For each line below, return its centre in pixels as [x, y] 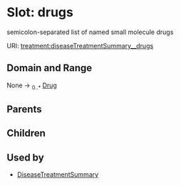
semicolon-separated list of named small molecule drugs [90, 32]
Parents [24, 109]
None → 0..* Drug [32, 86]
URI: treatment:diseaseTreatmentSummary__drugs [80, 45]
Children [26, 133]
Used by [25, 157]
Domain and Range [50, 68]
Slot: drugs [40, 12]
